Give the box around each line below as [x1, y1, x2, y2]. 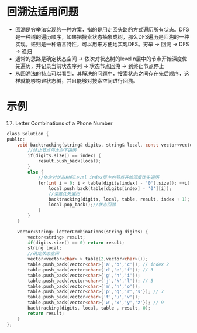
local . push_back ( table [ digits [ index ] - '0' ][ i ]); [48, 185, 172, 191]
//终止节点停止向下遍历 [27, 147, 77, 153]
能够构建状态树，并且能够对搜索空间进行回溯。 [25, 77, 139, 84]
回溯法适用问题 [6, 5, 79, 19]
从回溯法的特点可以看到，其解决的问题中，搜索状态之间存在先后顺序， [15, 70, 185, 77]
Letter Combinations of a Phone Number [15, 120, 113, 127]
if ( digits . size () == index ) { [27, 153, 101, 159]
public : [6, 136, 26, 142]
